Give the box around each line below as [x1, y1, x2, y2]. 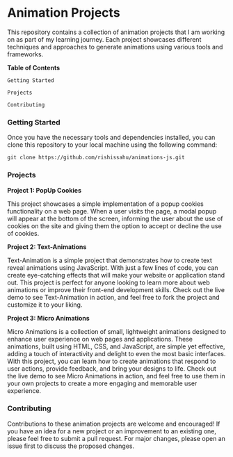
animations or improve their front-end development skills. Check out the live [7, 285, 225, 294]
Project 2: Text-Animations [7, 242, 87, 251]
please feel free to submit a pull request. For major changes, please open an [7, 434, 226, 442]
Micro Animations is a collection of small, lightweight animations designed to [7, 327, 227, 335]
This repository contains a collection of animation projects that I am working [7, 28, 225, 36]
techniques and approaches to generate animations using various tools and [7, 42, 223, 51]
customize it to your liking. [7, 300, 83, 309]
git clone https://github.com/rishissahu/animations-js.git [7, 154, 186, 161]
